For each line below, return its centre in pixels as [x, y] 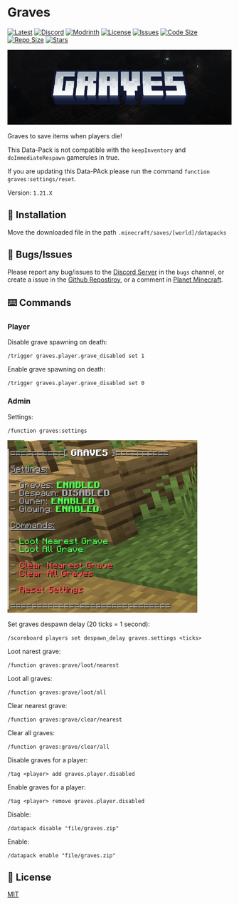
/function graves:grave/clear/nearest [65, 720]
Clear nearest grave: [37, 705]
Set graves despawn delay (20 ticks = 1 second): [79, 624]
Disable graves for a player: [48, 760]
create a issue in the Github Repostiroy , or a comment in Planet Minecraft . [115, 280]
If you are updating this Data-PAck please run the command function [108, 171]
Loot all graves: [30, 678]
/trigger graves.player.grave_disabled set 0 [76, 383]
